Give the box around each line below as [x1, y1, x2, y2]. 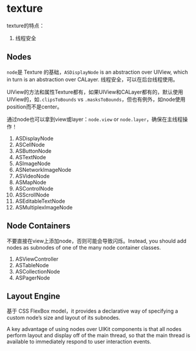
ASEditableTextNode [15, 197, 65, 205]
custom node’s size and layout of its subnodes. [6, 314, 121, 322]
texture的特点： [6, 22, 45, 29]
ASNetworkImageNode [15, 166, 72, 173]
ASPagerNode [15, 274, 51, 281]
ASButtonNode [15, 147, 52, 155]
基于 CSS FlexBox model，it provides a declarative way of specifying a [6, 307, 178, 314]
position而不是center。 [6, 103, 62, 110]
